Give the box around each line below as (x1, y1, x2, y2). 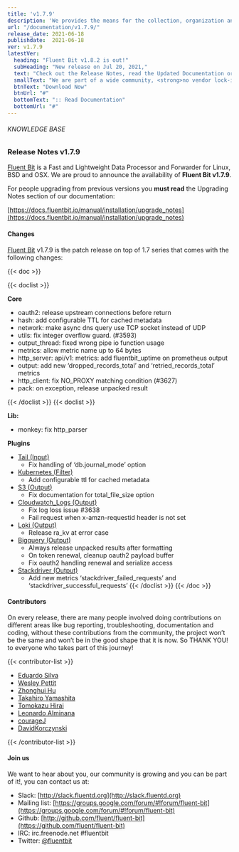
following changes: (7, 253, 63, 262)
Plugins (7, 439, 31, 447)
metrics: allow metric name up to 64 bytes (17, 346, 142, 354)
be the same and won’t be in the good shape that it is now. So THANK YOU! (7, 636, 229, 644)
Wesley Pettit (17, 678, 57, 687)
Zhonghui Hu (17, 686, 56, 694)
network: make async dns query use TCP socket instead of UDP (17, 323, 206, 331)
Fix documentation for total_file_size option (28, 490, 154, 499)
